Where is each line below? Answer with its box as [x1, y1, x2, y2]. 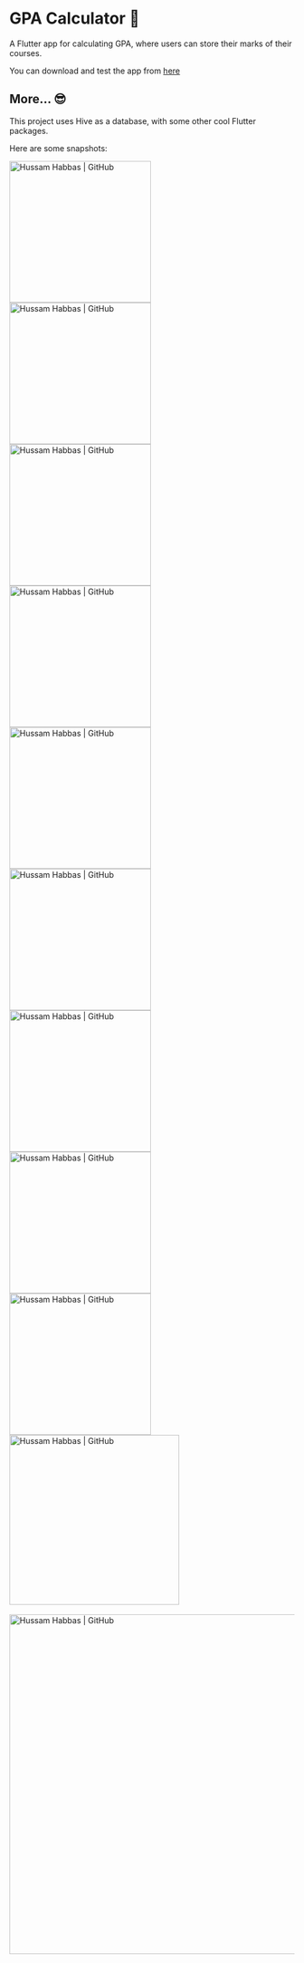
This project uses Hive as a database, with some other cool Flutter [9, 115, 256, 126]
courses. [9, 47, 43, 58]
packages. [9, 125, 49, 136]
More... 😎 [9, 91, 67, 107]
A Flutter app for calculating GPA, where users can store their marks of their [9, 38, 292, 49]
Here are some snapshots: [9, 142, 108, 153]
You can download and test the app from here [9, 65, 181, 76]
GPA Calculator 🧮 [9, 8, 140, 29]
